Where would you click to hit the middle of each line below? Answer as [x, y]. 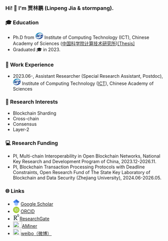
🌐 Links [15, 191]
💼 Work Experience [30, 65]
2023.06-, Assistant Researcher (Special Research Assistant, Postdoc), [88, 76]
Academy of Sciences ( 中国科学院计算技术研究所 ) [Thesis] [73, 43]
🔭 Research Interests [31, 102]
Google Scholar [37, 204]
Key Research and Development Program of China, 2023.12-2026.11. [85, 162]
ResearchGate [35, 219]
